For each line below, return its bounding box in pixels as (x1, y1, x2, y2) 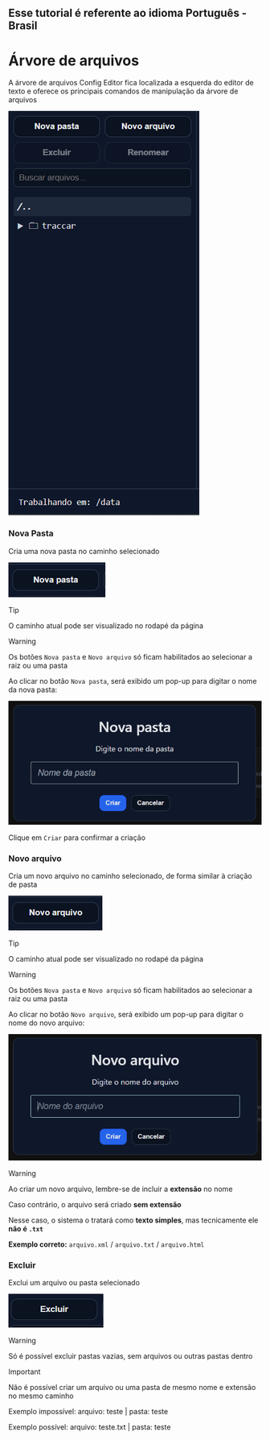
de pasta (8, 879, 38, 889)
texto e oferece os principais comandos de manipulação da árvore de (8, 86, 239, 96)
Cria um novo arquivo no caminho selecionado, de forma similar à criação (8, 871, 252, 880)
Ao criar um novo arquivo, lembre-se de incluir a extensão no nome (8, 1184, 233, 1194)
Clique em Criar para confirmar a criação (8, 833, 146, 842)
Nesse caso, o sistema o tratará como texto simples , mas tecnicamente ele (8, 1215, 259, 1225)
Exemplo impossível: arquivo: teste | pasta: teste (8, 1407, 169, 1417)
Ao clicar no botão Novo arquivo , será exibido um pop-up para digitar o (8, 1009, 243, 1019)
